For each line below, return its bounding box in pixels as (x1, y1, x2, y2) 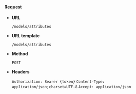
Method (11, 51, 28, 57)
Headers (11, 69, 30, 75)
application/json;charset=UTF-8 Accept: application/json (11, 85, 131, 90)
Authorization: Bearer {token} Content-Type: (11, 79, 105, 84)
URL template (11, 33, 40, 39)
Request (4, 4, 22, 10)
